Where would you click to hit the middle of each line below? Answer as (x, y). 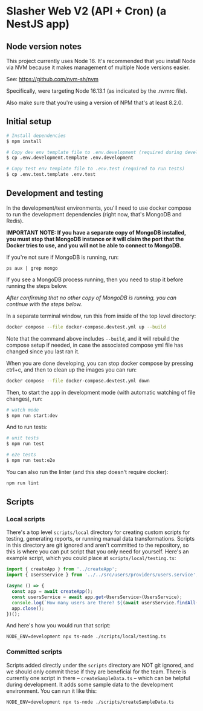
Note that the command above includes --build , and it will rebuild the (93, 338)
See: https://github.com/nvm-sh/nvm (52, 79)
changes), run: (24, 399)
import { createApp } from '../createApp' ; (62, 569)
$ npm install (24, 141)
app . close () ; (28, 608)
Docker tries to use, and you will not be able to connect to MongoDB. (94, 245)
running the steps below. (37, 285)
